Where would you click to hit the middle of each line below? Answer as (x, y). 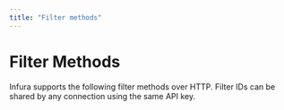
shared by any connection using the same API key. (103, 96)
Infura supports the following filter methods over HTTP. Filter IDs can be (142, 87)
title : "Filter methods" (56, 17)
